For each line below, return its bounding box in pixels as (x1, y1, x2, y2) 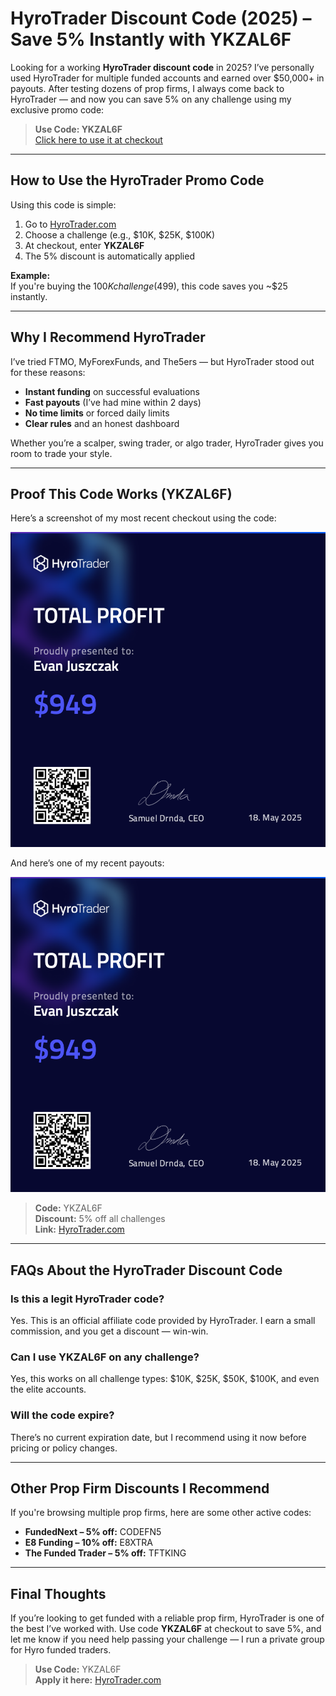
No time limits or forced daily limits (24, 407, 170, 419)
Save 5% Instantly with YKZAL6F (10, 28, 292, 51)
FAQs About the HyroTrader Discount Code (10, 1262, 283, 1279)
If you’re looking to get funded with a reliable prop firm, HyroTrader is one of (10, 1612, 325, 1624)
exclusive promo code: (10, 103, 105, 116)
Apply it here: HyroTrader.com (34, 1674, 162, 1686)
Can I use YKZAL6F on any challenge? (10, 1350, 200, 1364)
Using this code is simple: (10, 198, 117, 211)
